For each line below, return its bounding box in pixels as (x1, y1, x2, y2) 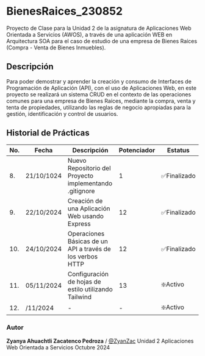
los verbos (67, 252, 98, 260)
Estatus (167, 146, 190, 154)
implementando (67, 179, 113, 187)
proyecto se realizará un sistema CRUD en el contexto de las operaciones (6, 90, 192, 98)
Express (67, 219, 91, 228)
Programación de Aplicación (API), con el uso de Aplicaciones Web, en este (6, 84, 197, 91)
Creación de (67, 196, 103, 205)
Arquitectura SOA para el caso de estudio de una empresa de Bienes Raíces (6, 37, 197, 44)
